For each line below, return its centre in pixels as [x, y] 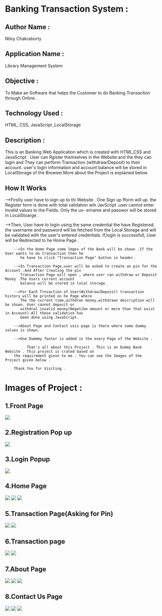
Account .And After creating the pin [43, 271]
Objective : [22, 81]
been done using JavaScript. [49, 318]
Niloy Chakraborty [23, 38]
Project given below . [28, 360]
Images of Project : [44, 388]
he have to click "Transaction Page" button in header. [78, 258]
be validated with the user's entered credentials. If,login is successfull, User [81, 235]
